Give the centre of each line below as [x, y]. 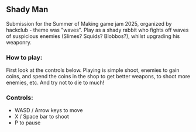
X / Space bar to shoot [42, 117]
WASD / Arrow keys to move [49, 110]
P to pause [27, 123]
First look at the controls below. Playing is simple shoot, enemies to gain [93, 70]
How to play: [24, 57]
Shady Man [27, 10]
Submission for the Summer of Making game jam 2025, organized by [89, 23]
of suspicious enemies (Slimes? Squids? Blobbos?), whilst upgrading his [93, 36]
